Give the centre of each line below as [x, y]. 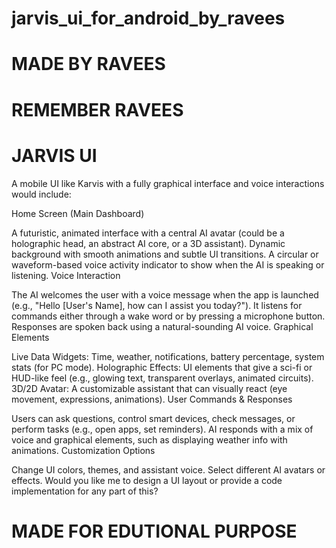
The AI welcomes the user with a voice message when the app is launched [165, 294]
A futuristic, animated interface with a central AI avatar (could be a [148, 233]
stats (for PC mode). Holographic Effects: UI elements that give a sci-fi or [162, 367]
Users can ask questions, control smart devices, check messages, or [153, 418]
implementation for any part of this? [85, 491]
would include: [41, 194]
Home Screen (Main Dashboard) [78, 213]
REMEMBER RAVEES [97, 109]
